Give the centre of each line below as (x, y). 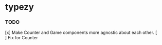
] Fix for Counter (21, 38)
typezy (19, 7)
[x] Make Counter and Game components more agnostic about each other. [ (81, 32)
